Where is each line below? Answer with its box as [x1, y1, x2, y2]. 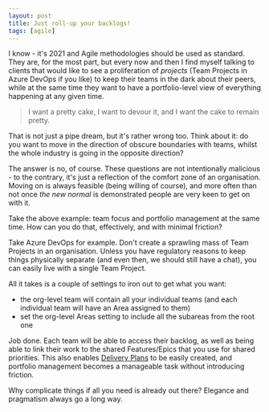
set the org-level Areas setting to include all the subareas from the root [19, 311, 255, 322]
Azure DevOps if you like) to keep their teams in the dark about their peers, [8, 74, 256, 84]
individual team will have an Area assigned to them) [19, 303, 191, 313]
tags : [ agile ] [8, 27, 56, 35]
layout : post [8, 11, 52, 20]
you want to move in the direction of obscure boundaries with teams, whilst [8, 140, 258, 150]
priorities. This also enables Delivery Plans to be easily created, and [8, 353, 233, 363]
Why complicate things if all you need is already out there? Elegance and [8, 385, 249, 395]
